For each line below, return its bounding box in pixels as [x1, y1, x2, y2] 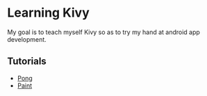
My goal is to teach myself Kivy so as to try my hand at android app [7, 28, 200, 36]
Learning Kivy [7, 5, 90, 21]
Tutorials [7, 56, 47, 67]
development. [7, 35, 47, 43]
